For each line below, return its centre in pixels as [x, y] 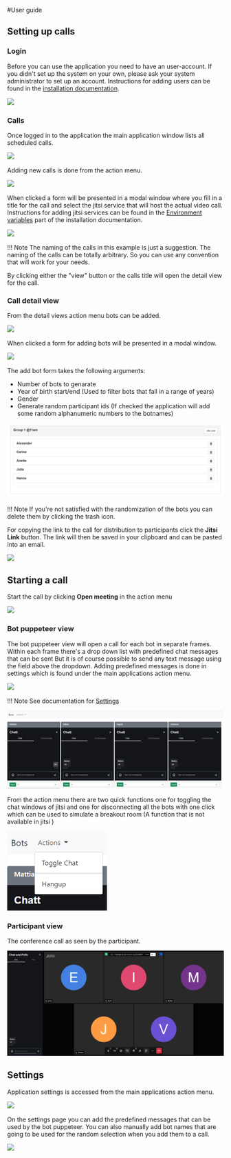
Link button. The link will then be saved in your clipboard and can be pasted [114, 537]
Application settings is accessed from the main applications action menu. [111, 1092]
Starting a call [37, 580]
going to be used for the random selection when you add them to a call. [108, 1134]
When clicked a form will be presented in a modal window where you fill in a [114, 198]
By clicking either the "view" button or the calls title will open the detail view [114, 275]
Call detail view [33, 301]
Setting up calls [41, 31]
